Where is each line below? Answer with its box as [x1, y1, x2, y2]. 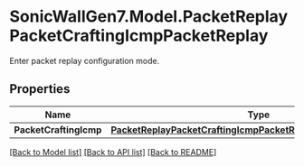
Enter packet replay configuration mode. [9, 55, 160, 66]
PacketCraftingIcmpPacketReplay [9, 25, 269, 46]
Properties [9, 81, 71, 97]
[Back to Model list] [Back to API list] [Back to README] [9, 146, 217, 157]
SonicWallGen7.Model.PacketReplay [9, 6, 288, 27]
